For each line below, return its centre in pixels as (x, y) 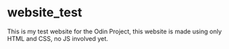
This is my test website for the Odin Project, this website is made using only (114, 31)
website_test (45, 13)
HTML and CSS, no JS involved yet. (58, 38)
